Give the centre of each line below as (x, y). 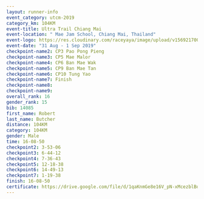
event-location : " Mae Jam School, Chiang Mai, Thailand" (81, 35)
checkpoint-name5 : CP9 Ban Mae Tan (51, 68)
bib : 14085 (20, 108)
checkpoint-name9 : (29, 91)
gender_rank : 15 (27, 102)
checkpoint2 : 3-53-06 (34, 147)
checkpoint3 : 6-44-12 (34, 153)
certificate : (23, 187)
